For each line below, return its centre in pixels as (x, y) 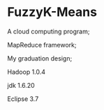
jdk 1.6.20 (21, 85)
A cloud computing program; (49, 31)
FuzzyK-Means (52, 12)
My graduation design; (40, 58)
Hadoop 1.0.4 (27, 72)
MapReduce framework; (42, 45)
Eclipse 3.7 (23, 99)
